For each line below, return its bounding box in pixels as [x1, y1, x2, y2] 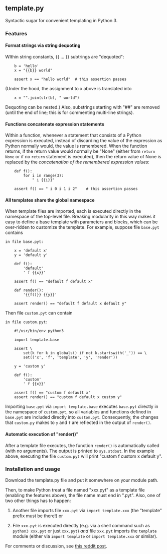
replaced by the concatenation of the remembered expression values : [5, 159, 149, 165]
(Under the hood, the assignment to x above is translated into [5, 85, 132, 91]
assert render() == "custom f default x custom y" [14, 395, 122, 400]
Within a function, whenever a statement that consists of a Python [5, 132, 142, 138]
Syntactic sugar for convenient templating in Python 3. [5, 17, 118, 23]
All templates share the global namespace [5, 197, 95, 203]
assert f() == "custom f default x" [14, 390, 91, 395]
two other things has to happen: [5, 498, 71, 504]
